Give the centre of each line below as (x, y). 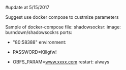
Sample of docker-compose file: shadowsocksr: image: (63, 27)
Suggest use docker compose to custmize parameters (62, 17)
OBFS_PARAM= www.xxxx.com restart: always (61, 62)
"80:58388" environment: (39, 42)
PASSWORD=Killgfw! (35, 52)
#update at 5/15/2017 (27, 7)
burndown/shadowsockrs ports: (39, 32)
